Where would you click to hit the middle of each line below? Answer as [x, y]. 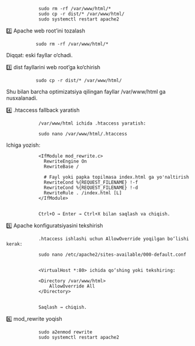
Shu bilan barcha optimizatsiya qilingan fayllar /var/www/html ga [86, 91]
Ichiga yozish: [23, 145]
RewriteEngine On [65, 161]
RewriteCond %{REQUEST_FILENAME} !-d [91, 188]
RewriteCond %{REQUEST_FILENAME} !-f [91, 182]
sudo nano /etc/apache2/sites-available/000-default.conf [112, 255]
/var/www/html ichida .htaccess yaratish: [92, 123]
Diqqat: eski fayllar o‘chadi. [40, 55]
